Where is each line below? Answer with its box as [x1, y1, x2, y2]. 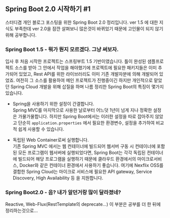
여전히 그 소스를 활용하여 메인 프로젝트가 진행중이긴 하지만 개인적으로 [16, 78, 153, 84]
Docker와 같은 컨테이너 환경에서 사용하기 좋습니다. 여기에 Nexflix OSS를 [19, 162, 164, 168]
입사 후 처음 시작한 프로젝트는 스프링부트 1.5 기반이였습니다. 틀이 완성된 [5, 58, 146, 64]
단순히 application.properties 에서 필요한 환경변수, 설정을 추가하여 [18, 120, 155, 126]
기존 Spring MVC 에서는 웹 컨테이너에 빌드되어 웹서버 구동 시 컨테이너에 [12, 143, 156, 150]
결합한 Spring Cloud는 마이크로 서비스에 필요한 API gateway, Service [12, 169, 152, 175]
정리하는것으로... [5, 207, 38, 214]
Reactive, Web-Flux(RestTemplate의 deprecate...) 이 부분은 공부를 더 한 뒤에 [5, 201, 161, 207]
